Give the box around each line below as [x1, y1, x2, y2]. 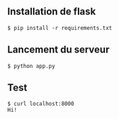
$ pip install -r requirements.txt [7, 24, 113, 31]
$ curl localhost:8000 [7, 101, 74, 108]
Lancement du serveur [7, 44, 110, 56]
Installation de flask [7, 6, 96, 18]
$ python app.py [7, 62, 55, 69]
